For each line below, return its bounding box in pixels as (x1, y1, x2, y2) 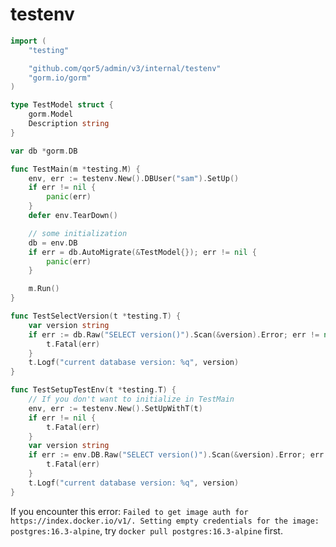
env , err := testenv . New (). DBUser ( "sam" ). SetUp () (28, 173, 240, 183)
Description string (28, 119, 110, 129)
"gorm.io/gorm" (28, 73, 92, 83)
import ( (10, 36, 47, 46)
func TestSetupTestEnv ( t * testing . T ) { (10, 385, 177, 395)
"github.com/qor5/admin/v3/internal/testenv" (28, 63, 222, 73)
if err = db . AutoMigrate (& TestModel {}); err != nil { (28, 247, 257, 257)
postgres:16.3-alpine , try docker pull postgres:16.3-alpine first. (10, 524, 283, 537)
